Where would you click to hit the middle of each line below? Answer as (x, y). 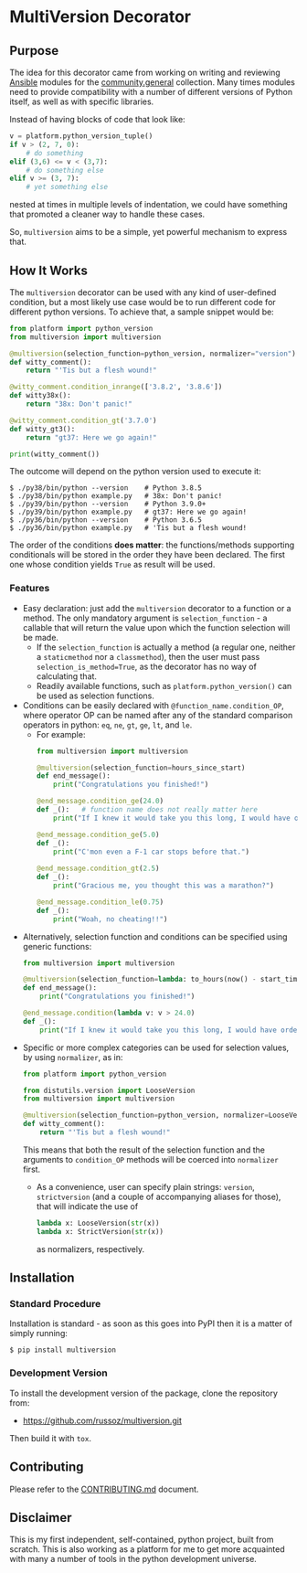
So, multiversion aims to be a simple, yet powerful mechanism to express (148, 232)
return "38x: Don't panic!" (79, 404)
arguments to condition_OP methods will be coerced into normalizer (150, 1159)
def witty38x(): (40, 396)
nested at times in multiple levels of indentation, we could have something (148, 205)
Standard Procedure (55, 1304)
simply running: (39, 1334)
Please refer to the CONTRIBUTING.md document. (104, 1489)
